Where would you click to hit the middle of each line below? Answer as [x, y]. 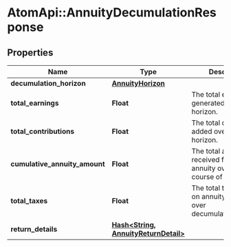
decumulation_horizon [48, 83]
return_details [34, 229]
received [206, 160]
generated [208, 103]
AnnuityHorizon [138, 83]
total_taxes [29, 201]
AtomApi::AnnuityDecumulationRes [112, 13]
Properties [30, 52]
